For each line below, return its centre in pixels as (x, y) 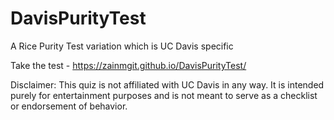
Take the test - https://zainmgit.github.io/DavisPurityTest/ (128, 65)
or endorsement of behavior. (69, 106)
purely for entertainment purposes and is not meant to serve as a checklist (164, 95)
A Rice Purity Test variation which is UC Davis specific (122, 46)
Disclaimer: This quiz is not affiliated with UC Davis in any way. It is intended (167, 84)
